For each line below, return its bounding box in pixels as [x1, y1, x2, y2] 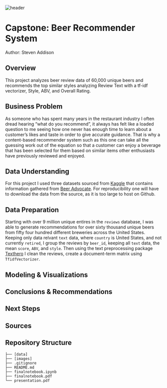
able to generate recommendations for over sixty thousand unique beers [5, 224, 155, 230]
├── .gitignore [5, 360, 37, 365]
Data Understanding [5, 167, 70, 175]
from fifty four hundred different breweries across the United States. [5, 229, 146, 235]
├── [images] [5, 356, 32, 361]
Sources [5, 321, 32, 330]
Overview [5, 64, 36, 72]
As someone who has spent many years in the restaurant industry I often [5, 115, 155, 121]
